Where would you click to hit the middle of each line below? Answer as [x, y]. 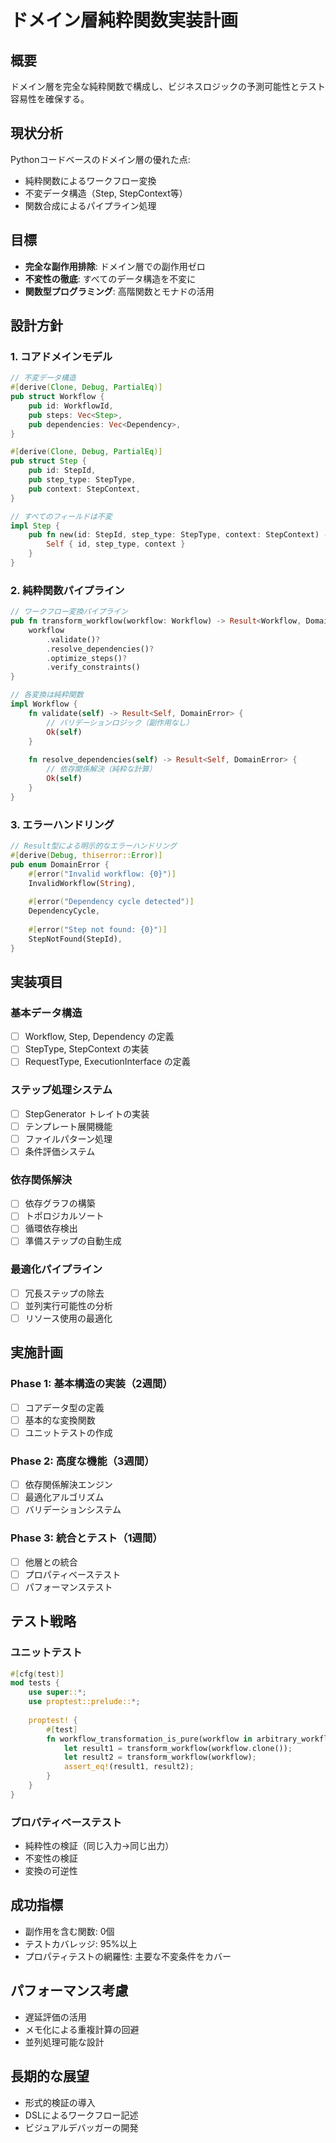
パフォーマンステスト [68, 1587]
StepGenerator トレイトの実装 [87, 1113]
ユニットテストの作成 [68, 1432]
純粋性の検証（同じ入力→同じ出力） [99, 1846]
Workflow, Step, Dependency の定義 [99, 1037]
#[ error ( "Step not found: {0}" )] [98, 929]
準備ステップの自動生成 [73, 1241]
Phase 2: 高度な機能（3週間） [82, 1461]
